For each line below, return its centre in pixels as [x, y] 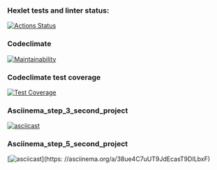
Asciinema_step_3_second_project [68, 111]
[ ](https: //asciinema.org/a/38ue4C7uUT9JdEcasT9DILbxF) [109, 159]
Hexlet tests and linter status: [58, 10]
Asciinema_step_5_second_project [67, 144]
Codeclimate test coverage [54, 77]
